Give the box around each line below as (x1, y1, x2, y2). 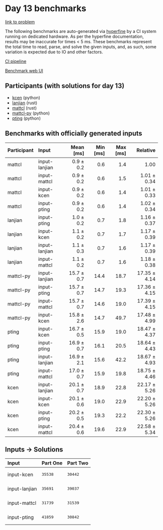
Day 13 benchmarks (5, 3, 86, 14)
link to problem (5, 19, 35, 25)
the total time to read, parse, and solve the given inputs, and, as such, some (5, 44, 157, 49)
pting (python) (12, 115, 41, 121)
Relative (136, 146, 156, 153)
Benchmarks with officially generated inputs (5, 129, 142, 138)
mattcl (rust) (12, 105, 37, 111)
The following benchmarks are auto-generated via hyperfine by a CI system (5, 28, 157, 34)
